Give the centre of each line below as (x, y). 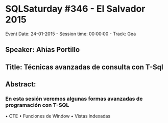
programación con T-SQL (37, 105)
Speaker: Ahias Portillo (43, 50)
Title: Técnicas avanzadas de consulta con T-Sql (84, 67)
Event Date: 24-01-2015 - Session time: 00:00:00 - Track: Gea (71, 34)
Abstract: (21, 84)
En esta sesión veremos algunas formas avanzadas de (74, 99)
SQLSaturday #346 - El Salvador (75, 9)
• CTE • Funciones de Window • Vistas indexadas (58, 116)
